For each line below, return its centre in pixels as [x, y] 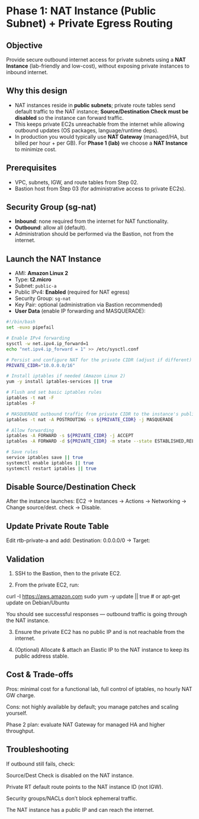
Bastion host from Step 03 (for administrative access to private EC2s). [100, 189]
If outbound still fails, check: [41, 764]
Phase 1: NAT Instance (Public [81, 11]
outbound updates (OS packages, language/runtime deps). [86, 130]
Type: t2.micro [33, 279]
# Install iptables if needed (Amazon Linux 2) [66, 376]
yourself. [17, 713]
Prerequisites [31, 168]
